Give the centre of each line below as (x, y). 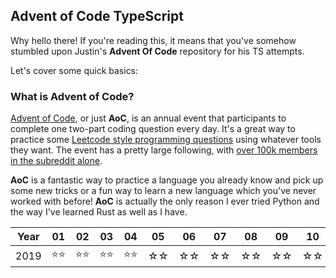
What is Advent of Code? (72, 96)
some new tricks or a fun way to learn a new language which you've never (163, 191)
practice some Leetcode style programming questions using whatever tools (166, 140)
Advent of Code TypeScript (97, 16)
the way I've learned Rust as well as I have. (99, 212)
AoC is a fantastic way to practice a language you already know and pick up (167, 180)
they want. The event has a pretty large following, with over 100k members (164, 150)
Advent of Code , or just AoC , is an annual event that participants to (148, 118)
